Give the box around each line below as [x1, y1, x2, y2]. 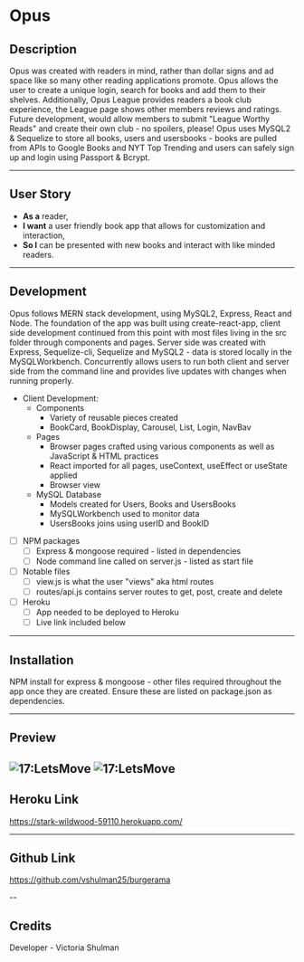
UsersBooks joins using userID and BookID [49, 518, 210, 529]
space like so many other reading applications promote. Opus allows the [9, 75, 279, 86]
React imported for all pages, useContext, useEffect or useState [49, 460, 288, 471]
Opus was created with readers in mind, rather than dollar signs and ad [9, 65, 274, 76]
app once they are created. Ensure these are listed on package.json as [9, 686, 273, 697]
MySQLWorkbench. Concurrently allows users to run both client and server [9, 356, 290, 367]
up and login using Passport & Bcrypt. [9, 152, 151, 163]
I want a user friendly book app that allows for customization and [22, 220, 266, 231]
